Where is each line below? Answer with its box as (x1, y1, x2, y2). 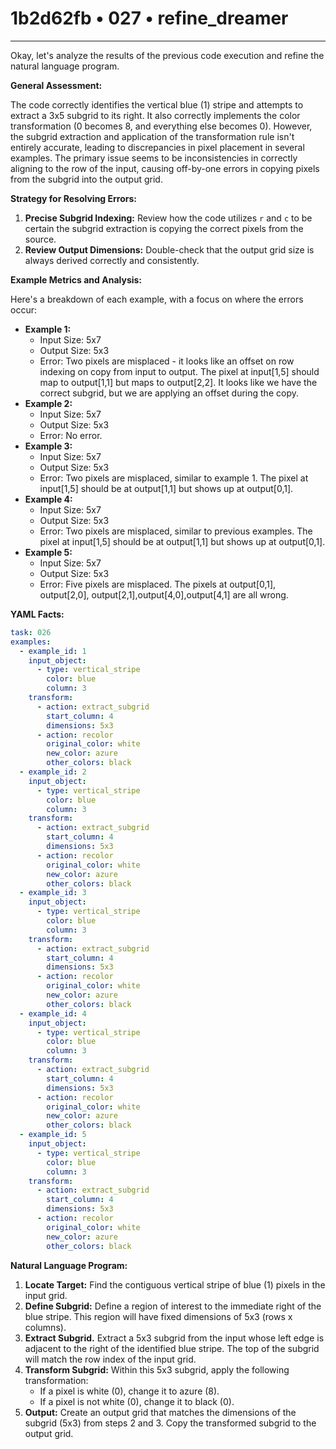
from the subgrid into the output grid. (10, 173, 163, 185)
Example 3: (24, 440, 73, 452)
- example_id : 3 (19, 888, 87, 898)
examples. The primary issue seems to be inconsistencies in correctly (10, 152, 298, 164)
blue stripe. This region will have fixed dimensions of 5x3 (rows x (24, 1310, 293, 1322)
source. (24, 233, 57, 245)
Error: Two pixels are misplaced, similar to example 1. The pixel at (39, 472, 309, 484)
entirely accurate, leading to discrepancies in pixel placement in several (10, 141, 305, 153)
